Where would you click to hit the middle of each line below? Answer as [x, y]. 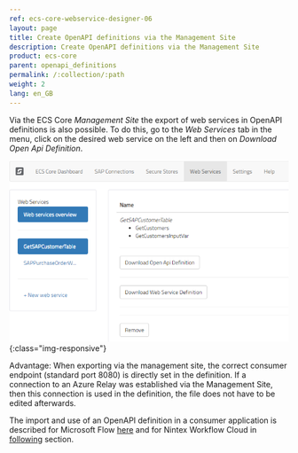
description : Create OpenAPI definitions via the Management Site [134, 47]
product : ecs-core [43, 56]
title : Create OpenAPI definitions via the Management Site [123, 37]
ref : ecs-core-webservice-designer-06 [81, 19]
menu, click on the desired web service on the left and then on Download [143, 138]
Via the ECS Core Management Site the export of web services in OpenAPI [146, 120]
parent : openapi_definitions [63, 66]
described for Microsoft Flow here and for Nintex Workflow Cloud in [133, 430]
